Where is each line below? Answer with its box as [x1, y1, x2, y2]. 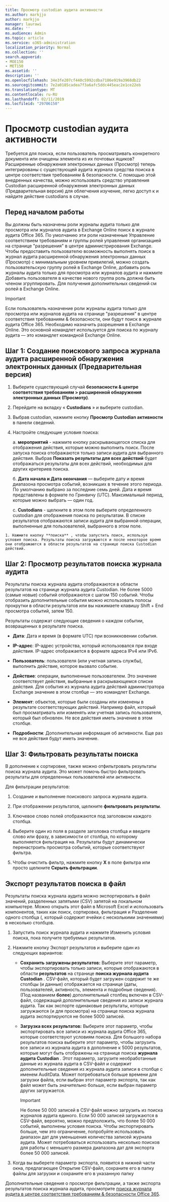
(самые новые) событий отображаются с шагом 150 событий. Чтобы [5, 592, 154, 598]
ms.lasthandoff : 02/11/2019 [5, 96, 65, 101]
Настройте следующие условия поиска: [12, 429, 99, 435]
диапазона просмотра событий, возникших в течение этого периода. [12, 481, 163, 487]
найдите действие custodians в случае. [5, 193, 90, 199]
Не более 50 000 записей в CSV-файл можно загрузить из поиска [20, 1107, 163, 1113]
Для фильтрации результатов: [5, 783, 70, 790]
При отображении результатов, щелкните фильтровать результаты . [12, 803, 161, 809]
